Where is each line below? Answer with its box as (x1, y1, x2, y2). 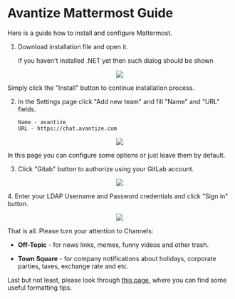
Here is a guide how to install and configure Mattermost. (7, 29, 172, 37)
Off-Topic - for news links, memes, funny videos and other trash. (17, 240, 209, 249)
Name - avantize (17, 118, 66, 126)
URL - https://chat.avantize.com (17, 125, 117, 132)
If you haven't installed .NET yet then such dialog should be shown (17, 56, 214, 65)
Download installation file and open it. (17, 42, 128, 51)
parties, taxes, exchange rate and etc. (17, 262, 129, 270)
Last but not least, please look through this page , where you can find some (7, 275, 227, 284)
